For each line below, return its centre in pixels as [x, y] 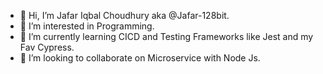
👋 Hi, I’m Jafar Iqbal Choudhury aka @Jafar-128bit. [124, 15]
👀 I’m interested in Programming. [87, 26]
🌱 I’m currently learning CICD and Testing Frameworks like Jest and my [166, 36]
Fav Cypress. [47, 47]
